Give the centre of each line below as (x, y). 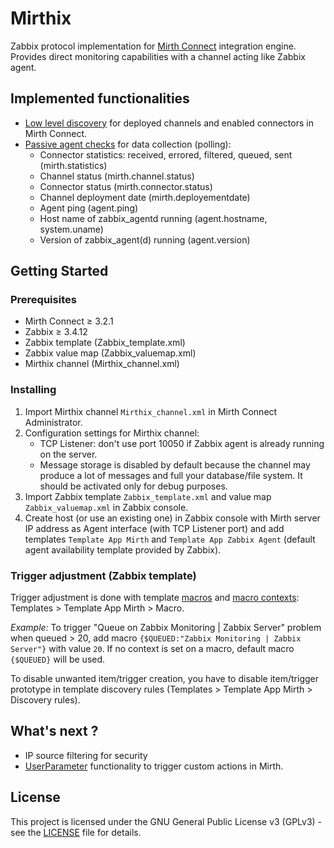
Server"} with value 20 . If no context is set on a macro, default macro (152, 649)
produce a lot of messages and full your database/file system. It (171, 475)
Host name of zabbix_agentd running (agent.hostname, (153, 218)
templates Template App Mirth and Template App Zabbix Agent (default (170, 539)
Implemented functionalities (100, 98)
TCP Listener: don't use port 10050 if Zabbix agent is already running (182, 443)
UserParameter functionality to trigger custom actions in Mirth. (154, 766)
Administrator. (53, 422)
